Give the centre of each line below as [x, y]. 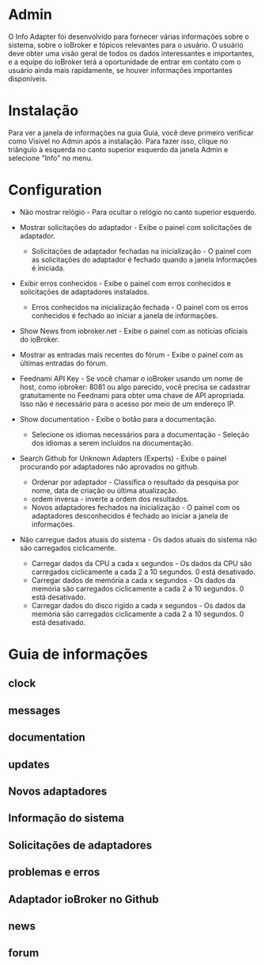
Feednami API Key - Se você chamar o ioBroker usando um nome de [131, 378]
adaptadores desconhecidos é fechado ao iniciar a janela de [130, 515]
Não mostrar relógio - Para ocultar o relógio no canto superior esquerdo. [138, 212]
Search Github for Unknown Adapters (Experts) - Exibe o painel [123, 458]
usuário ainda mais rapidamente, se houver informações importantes [121, 70]
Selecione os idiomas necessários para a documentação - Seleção [140, 435]
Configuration [55, 190]
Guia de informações [78, 654]
